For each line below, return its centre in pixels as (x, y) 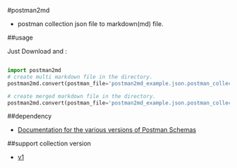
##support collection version (49, 143)
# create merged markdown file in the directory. (82, 96)
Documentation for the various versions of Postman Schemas (107, 130)
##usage (20, 37)
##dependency (30, 116)
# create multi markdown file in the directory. (80, 77)
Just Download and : (37, 51)
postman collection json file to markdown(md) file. (90, 24)
